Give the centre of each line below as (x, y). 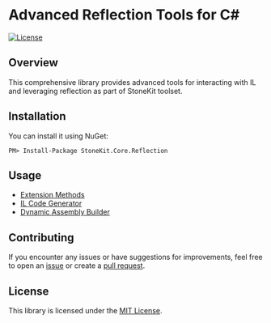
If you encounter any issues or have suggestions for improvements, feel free (135, 257)
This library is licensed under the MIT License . (85, 310)
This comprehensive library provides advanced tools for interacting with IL (132, 82)
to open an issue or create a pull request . (77, 266)
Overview (34, 63)
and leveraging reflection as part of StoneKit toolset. (95, 91)
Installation (37, 116)
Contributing (41, 238)
